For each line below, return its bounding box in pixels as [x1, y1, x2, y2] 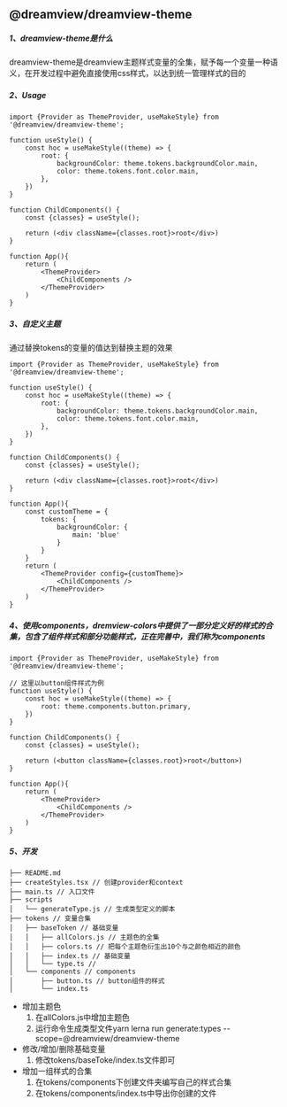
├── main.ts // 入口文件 [9, 887, 95, 897]
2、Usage [9, 89, 47, 100]
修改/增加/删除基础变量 [21, 1044, 106, 1055]
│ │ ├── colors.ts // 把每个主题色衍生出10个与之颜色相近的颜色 [9, 942, 241, 951]
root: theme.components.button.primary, [41, 702, 192, 711]
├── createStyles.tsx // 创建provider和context [9, 879, 184, 887]
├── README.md [9, 869, 62, 878]
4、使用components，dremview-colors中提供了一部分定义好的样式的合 [9, 620, 274, 631]
